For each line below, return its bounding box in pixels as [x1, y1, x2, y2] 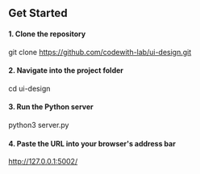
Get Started [8, 6, 68, 20]
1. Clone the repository [8, 28, 86, 39]
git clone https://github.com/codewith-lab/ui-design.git [8, 47, 192, 57]
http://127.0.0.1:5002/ [8, 157, 78, 167]
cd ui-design [8, 83, 51, 93]
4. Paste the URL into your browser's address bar [8, 138, 176, 148]
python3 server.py [8, 121, 69, 129]
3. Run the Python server [8, 102, 94, 112]
